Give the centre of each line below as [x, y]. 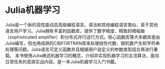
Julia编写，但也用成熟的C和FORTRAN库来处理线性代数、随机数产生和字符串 [82, 43]
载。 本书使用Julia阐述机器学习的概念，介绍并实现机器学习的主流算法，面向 [82, 55]
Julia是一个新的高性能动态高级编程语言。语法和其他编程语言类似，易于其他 [82, 25]
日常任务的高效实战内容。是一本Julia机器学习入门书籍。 [62, 62]
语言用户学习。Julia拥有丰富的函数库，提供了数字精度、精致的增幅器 [75, 31]
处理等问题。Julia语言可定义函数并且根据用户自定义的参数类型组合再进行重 [82, 49]
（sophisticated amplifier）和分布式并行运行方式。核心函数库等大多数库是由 [82, 37]
